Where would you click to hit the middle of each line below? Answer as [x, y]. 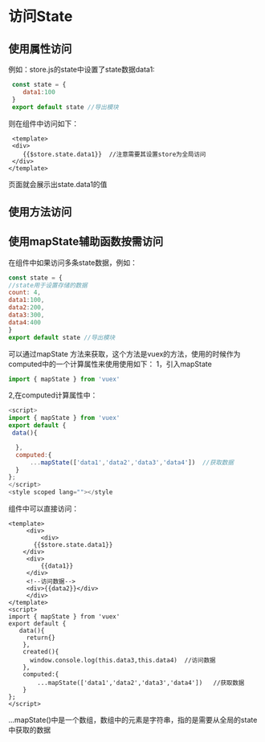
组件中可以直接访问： [43, 509]
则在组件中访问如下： [43, 123]
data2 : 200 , [26, 308]
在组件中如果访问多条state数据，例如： [73, 263]
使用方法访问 [40, 212]
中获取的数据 [29, 730]
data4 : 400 [25, 322]
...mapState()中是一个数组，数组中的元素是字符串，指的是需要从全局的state [133, 720]
